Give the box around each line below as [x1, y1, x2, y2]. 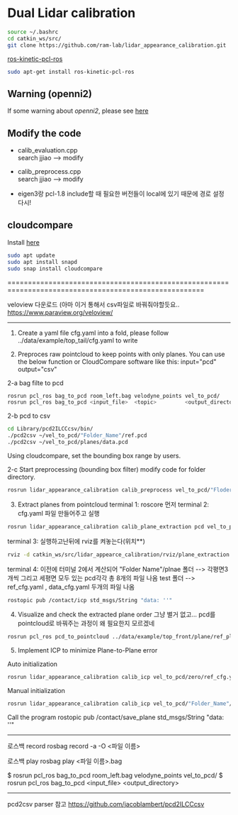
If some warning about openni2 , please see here [7, 106, 149, 115]
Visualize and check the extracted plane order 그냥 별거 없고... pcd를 [17, 610, 216, 619]
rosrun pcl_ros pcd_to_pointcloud [7, 633, 110, 641]
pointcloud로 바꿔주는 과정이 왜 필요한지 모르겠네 [17, 619, 155, 628]
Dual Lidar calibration [7, 5, 136, 21]
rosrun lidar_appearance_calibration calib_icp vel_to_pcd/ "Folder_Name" [7, 700, 230, 707]
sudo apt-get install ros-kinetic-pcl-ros [7, 68, 135, 75]
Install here [7, 238, 40, 246]
